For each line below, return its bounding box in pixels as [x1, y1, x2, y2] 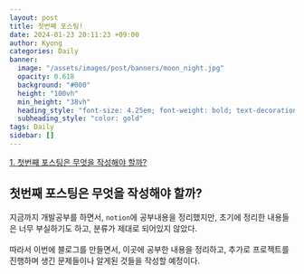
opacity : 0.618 [17, 72, 75, 81]
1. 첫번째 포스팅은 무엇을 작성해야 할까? [9, 156, 147, 167]
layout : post [9, 13, 59, 23]
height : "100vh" [17, 89, 79, 98]
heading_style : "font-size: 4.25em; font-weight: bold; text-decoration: [17, 106, 301, 115]
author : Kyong [9, 38, 63, 48]
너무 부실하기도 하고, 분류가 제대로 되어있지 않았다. [18, 222, 197, 233]
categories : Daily [9, 47, 79, 56]
